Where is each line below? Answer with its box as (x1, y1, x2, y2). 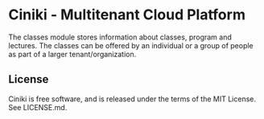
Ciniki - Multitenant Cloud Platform (8, 6, 245, 24)
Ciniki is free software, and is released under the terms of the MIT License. (8, 94, 256, 104)
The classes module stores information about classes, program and (8, 32, 232, 42)
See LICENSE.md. (8, 102, 68, 112)
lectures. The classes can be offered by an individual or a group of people (8, 40, 254, 50)
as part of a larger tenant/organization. (8, 49, 137, 59)
